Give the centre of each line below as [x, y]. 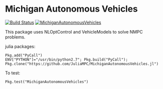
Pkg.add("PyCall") [24, 55]
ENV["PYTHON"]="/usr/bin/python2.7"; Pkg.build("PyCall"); [67, 59]
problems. [15, 37]
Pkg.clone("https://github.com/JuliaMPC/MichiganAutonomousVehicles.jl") [82, 64]
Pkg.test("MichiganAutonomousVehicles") [47, 82]
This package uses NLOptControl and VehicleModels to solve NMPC [74, 32]
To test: [13, 73]
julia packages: [20, 46]
